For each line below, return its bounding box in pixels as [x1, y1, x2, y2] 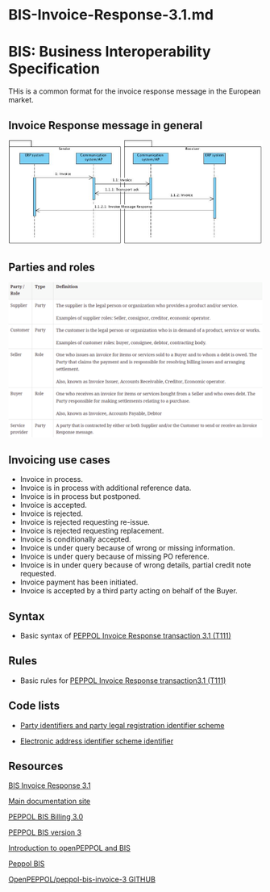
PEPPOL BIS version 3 [8, 827, 82, 837]
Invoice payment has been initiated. [19, 577, 139, 587]
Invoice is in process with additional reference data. [19, 483, 192, 493]
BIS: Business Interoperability [8, 43, 211, 61]
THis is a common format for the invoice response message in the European [8, 86, 261, 96]
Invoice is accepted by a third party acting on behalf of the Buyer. [19, 586, 238, 596]
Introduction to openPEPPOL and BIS [8, 844, 131, 853]
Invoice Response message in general [8, 119, 203, 132]
